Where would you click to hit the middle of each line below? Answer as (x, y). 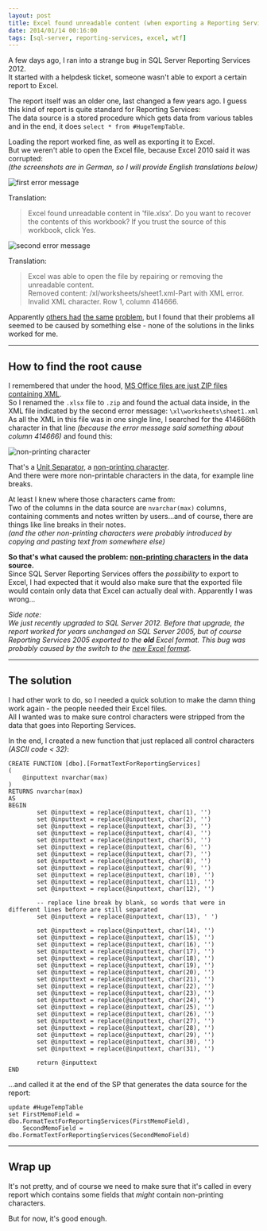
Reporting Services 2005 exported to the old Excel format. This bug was (127, 640)
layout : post (30, 15)
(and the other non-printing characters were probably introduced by (120, 533)
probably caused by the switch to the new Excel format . (100, 648)
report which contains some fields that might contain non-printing (116, 1194)
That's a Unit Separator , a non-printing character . (89, 467)
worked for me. (33, 334)
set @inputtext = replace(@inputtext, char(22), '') (126, 986)
